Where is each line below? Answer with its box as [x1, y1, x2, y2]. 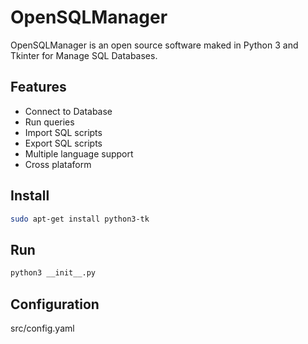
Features [10, 79, 67, 96]
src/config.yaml [10, 322, 75, 334]
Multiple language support [24, 147, 134, 160]
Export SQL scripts [24, 137, 103, 149]
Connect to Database [24, 105, 113, 117]
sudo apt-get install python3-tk [10, 214, 150, 224]
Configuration [10, 296, 100, 313]
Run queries [24, 116, 75, 128]
